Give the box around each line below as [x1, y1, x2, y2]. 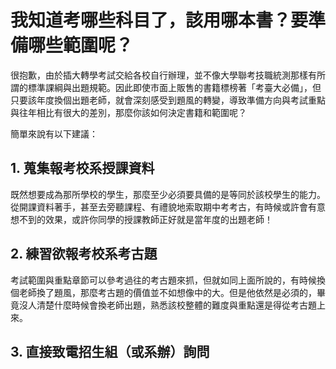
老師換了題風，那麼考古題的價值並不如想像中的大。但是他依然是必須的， [18, 286, 317, 298]
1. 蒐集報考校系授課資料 [10, 160, 155, 177]
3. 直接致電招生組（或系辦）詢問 [10, 343, 210, 360]
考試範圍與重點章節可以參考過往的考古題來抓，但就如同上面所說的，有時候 [10, 274, 317, 286]
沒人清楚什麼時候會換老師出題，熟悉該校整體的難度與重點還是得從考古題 [18, 299, 317, 311]
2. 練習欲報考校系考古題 [10, 246, 158, 263]
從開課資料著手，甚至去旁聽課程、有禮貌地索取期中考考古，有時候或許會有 [10, 201, 317, 213]
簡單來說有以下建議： [10, 127, 98, 140]
